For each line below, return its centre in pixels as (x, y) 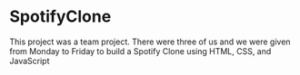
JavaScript (30, 61)
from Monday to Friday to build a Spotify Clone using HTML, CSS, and (140, 51)
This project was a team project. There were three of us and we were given (150, 42)
